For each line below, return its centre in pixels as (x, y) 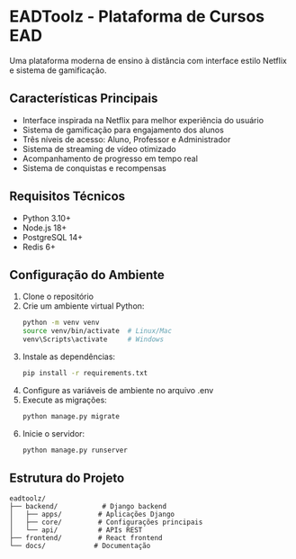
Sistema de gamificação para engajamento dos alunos (123, 130)
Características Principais (84, 99)
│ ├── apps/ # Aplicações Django (92, 515)
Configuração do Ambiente (87, 275)
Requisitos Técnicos (67, 197)
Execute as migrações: (65, 400)
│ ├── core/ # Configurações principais (106, 523)
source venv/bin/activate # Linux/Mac (97, 331)
